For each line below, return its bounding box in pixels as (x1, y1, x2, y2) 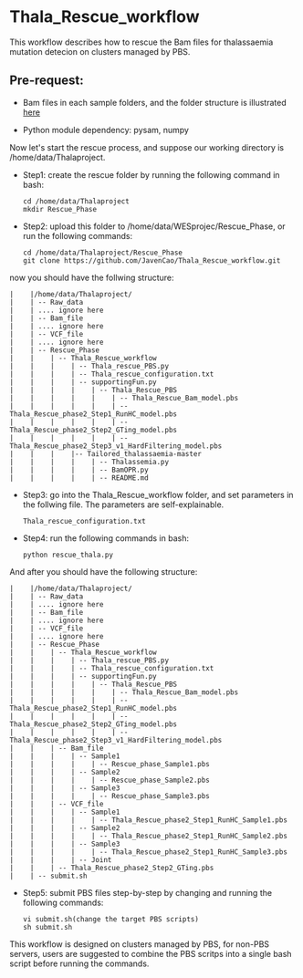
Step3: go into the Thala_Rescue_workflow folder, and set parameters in (22, 489, 294, 500)
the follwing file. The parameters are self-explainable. (22, 499, 225, 510)
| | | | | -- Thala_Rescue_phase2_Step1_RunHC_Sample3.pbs (9, 847, 287, 857)
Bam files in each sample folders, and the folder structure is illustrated (22, 97, 287, 108)
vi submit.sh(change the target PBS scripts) (22, 914, 199, 923)
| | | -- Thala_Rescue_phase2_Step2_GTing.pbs (9, 863, 214, 872)
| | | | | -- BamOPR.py (9, 465, 149, 474)
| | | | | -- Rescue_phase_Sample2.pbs (9, 775, 210, 785)
